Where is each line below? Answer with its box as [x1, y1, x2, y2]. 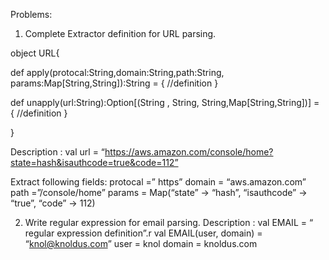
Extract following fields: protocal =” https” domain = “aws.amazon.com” [10, 176, 307, 188]
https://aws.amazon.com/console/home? [104, 146, 274, 158]
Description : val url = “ [10, 146, 106, 158]
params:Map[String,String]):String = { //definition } [10, 77, 219, 89]
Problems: [10, 9, 53, 20]
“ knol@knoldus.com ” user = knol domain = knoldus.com [24, 238, 258, 249]
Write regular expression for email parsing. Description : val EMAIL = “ [24, 217, 314, 228]
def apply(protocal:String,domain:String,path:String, [10, 67, 225, 78]
